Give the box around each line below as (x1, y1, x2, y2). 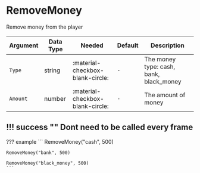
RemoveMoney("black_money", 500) (6, 160, 89, 166)
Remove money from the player (6, 23, 83, 30)
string (44, 66, 61, 75)
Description (151, 41, 185, 50)
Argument (9, 41, 39, 50)
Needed (80, 41, 104, 50)
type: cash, (144, 62, 176, 70)
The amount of (144, 91, 186, 99)
